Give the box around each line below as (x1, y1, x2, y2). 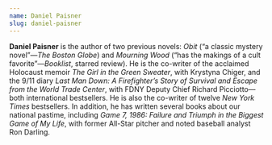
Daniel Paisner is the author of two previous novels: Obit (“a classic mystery (9, 41, 263, 51)
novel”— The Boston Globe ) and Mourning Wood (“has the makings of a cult (9, 50, 262, 60)
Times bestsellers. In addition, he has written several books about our (9, 101, 241, 111)
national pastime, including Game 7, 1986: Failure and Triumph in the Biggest (9, 110, 264, 119)
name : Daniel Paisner (9, 11, 82, 20)
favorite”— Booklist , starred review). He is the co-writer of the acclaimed (9, 58, 249, 68)
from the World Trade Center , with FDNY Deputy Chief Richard (9, 84, 218, 93)
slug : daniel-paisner (9, 19, 82, 27)
